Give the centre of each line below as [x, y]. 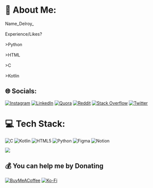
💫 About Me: [31, 10]
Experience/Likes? [24, 34]
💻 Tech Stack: [35, 123]
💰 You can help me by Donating [54, 166]
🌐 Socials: [21, 91]
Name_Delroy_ [20, 24]
